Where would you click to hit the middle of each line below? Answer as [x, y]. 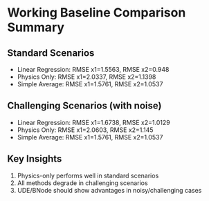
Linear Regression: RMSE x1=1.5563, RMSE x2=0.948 [93, 69]
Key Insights [35, 159]
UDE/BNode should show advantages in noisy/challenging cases [109, 190]
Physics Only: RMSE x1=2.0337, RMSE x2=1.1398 [87, 77]
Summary [36, 27]
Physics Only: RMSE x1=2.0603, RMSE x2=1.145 [85, 130]
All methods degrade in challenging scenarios [82, 183]
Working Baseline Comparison [97, 13]
